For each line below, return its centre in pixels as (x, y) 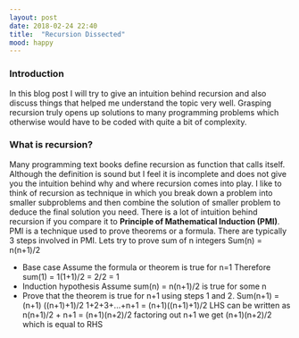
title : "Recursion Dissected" (67, 34)
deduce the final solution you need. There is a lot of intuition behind (133, 212)
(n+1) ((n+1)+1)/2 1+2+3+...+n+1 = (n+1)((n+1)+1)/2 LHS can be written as (156, 305)
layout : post (33, 17)
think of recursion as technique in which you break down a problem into (141, 192)
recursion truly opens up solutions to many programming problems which (144, 112)
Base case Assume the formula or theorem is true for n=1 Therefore (146, 267)
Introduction (37, 74)
